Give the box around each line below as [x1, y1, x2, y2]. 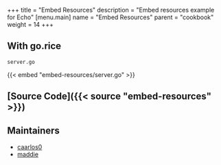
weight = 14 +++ [7, 21, 54, 28]
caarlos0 [16, 143, 43, 151]
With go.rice [7, 41, 62, 52]
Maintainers [7, 124, 60, 136]
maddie [16, 151, 39, 159]
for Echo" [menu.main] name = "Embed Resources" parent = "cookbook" [7, 13, 214, 21]
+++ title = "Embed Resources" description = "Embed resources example [7, 6, 215, 14]
